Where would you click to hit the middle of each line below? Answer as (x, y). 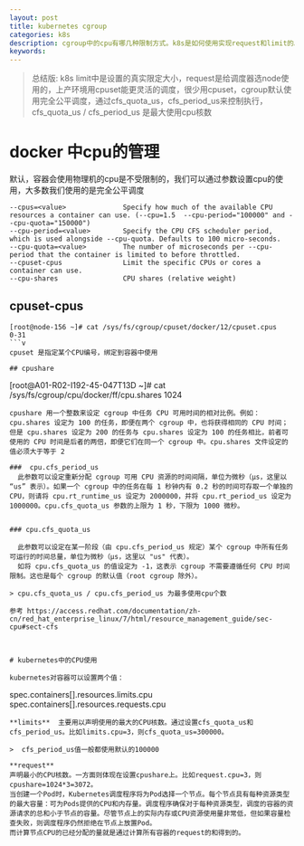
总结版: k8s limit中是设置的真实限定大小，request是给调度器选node (157, 79)
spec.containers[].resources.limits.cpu (81, 694)
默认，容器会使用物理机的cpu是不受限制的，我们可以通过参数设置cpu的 (142, 179)
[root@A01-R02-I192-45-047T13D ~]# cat (87, 385)
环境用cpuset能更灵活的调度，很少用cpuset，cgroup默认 (177, 90)
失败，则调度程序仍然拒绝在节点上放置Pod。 (86, 823)
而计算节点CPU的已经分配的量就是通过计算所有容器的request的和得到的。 (128, 832)
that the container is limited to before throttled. (139, 255)
